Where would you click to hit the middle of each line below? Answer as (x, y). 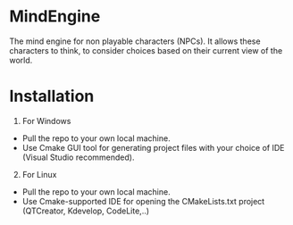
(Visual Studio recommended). (78, 157)
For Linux (39, 174)
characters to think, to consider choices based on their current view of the (146, 50)
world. (21, 60)
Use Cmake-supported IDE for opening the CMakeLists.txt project (143, 201)
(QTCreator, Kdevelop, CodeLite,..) (86, 211)
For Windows (46, 121)
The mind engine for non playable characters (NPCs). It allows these (135, 41)
